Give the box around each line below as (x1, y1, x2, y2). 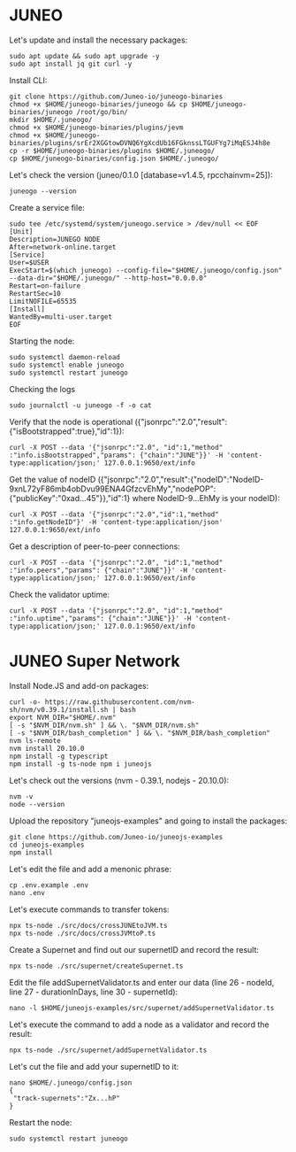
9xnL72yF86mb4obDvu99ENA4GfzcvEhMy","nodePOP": (9, 483, 216, 494)
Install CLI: (9, 74, 48, 85)
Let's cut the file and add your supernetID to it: (9, 1061, 179, 1071)
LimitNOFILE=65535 (9, 297, 77, 305)
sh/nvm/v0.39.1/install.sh (9, 705, 109, 714)
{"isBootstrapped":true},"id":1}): (9, 426, 125, 437)
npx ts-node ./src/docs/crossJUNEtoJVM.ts (9, 921, 168, 930)
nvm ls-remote (9, 736, 62, 745)
